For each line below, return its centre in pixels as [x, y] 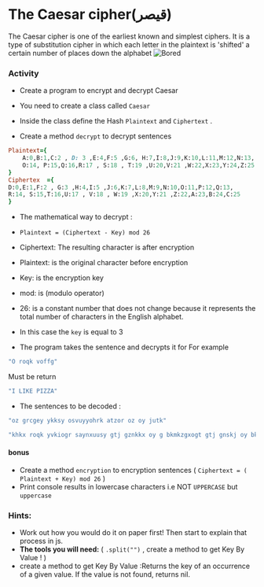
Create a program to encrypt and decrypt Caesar [99, 90]
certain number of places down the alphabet [80, 53]
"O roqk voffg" [33, 362]
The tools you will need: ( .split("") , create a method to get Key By [132, 549]
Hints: [20, 515]
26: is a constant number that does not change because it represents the [137, 308]
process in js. [41, 541]
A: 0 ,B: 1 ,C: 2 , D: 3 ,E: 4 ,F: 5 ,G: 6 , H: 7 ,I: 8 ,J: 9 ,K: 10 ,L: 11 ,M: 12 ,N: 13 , [139, 158]
